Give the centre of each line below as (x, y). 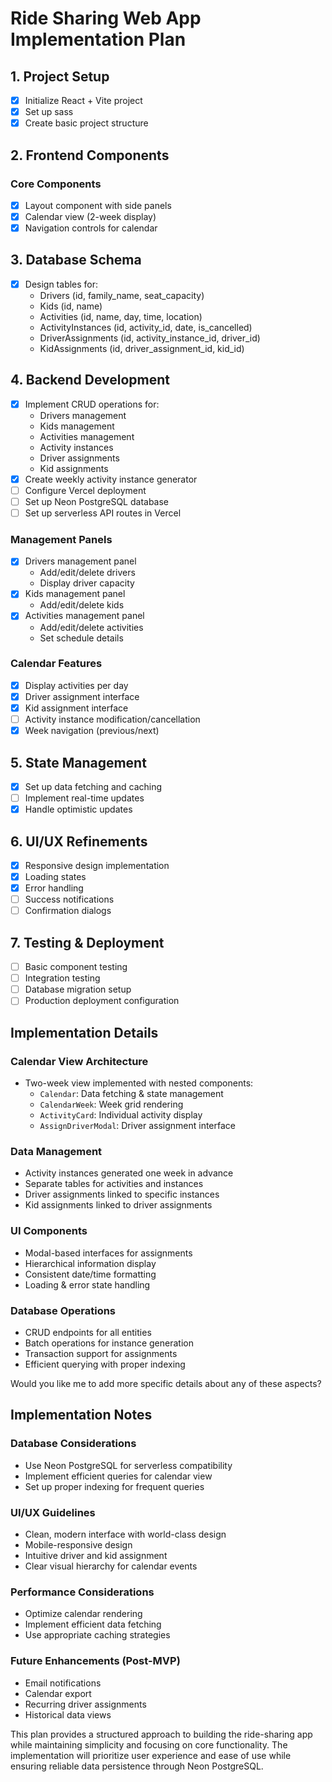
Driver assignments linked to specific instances (122, 1194)
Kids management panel (75, 594)
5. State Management (78, 762)
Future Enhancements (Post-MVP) (95, 1661)
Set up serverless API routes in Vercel (103, 513)
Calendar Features (56, 664)
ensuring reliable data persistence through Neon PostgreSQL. (137, 1766)
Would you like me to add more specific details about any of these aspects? (166, 1383)
